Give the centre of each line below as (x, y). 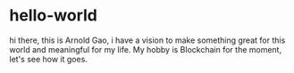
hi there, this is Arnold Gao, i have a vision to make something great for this (147, 40)
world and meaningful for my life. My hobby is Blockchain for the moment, (146, 49)
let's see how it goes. (48, 59)
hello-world (54, 16)
